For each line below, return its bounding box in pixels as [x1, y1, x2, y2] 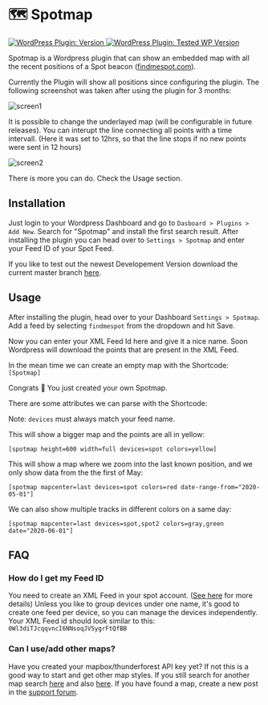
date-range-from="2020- [180, 483, 261, 491]
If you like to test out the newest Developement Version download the [8, 259, 238, 269]
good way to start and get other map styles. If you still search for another [8, 670, 250, 679]
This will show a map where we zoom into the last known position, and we [8, 459, 253, 468]
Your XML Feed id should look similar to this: [8, 616, 156, 626]
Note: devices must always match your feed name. [8, 414, 176, 423]
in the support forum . [8, 687, 79, 697]
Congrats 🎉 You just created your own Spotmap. [8, 383, 168, 392]
